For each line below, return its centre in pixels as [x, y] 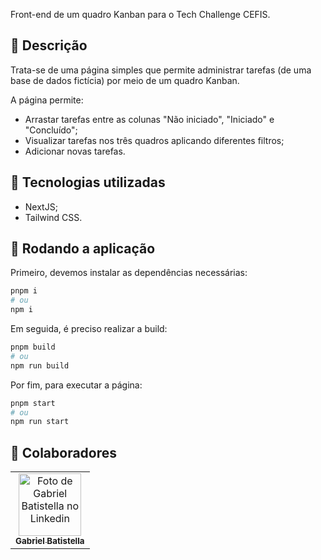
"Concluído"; [51, 130]
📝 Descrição [49, 45]
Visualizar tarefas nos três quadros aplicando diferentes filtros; [154, 140]
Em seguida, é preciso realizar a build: [89, 329]
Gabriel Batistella [50, 541]
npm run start [40, 422]
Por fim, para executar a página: [76, 385]
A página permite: [47, 100]
